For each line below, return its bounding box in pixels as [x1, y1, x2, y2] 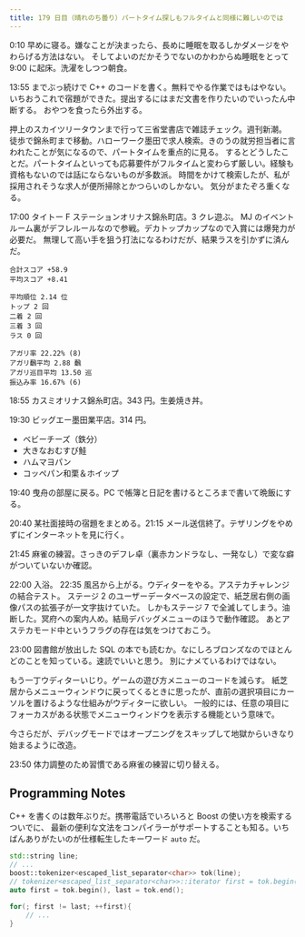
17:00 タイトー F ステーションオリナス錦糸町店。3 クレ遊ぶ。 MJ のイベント [9, 211, 295, 222]
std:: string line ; [9, 851, 79, 861]
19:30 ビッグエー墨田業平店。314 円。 [9, 414, 152, 425]
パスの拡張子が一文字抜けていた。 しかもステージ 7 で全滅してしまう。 [16, 601, 283, 612]
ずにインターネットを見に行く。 [9, 529, 129, 539]
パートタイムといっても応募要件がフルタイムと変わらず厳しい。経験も [33, 157, 295, 168]
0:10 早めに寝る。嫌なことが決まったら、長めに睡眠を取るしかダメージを [9, 39, 281, 50]
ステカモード [9, 624, 57, 635]
